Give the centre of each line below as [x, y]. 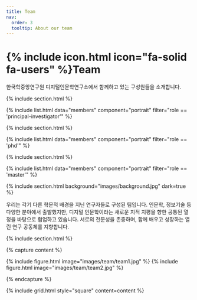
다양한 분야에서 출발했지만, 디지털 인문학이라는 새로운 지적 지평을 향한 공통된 [94, 212]
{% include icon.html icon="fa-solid [96, 57]
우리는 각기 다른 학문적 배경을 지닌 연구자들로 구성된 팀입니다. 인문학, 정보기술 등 [99, 205]
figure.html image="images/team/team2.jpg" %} [65, 268]
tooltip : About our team [42, 28]
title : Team [21, 12]
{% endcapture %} [29, 279]
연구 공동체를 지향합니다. [41, 227]
